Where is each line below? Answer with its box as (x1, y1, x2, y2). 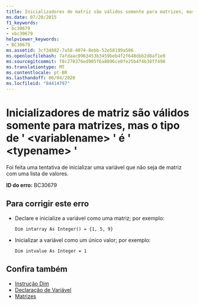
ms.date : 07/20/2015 (6, 14, 57, 20)
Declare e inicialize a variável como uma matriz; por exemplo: (14, 215, 165, 222)
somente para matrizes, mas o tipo (6, 119, 180, 133)
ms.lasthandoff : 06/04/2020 (6, 75, 76, 81)
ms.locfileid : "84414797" (6, 81, 70, 87)
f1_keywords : (6, 20, 38, 26)
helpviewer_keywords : (6, 36, 60, 42)
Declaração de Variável (14, 286, 72, 293)
